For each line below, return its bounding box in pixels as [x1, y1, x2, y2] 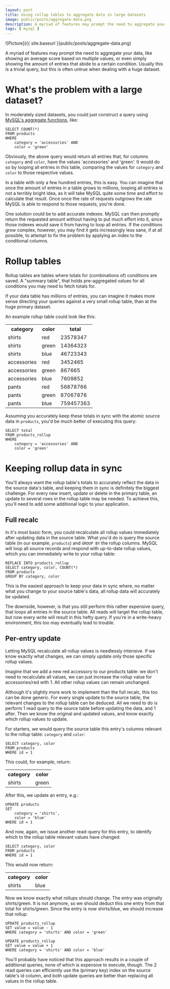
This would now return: [5, 861, 54, 868]
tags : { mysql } [5, 26, 39, 31]
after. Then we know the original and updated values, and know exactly [5, 710, 154, 717]
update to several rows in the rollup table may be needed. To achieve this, [5, 495, 159, 501]
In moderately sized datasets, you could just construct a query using [5, 112, 148, 118]
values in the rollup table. [5, 978, 58, 984]
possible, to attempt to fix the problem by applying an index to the [5, 232, 143, 238]
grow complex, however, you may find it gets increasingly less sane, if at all [5, 227, 162, 233]
